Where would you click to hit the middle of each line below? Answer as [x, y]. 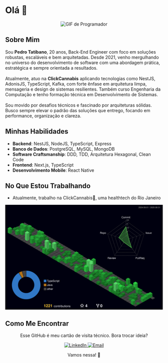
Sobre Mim [22, 40]
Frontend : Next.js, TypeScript [43, 165]
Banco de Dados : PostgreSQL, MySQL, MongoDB [63, 149]
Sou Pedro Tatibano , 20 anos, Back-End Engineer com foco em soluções [80, 52]
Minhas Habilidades [37, 131]
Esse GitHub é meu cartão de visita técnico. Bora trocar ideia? [84, 335]
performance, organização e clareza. [43, 116]
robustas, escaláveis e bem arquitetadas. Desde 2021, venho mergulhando [82, 57]
